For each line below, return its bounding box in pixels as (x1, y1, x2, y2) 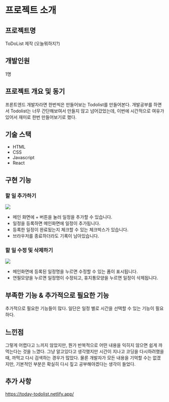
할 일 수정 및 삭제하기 (5, 247, 53, 254)
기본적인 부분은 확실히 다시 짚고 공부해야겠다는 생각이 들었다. (16, 361, 136, 367)
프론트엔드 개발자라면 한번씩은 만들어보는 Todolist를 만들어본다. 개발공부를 (5, 101, 153, 107)
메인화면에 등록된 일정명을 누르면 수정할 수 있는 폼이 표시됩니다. (12, 269, 138, 275)
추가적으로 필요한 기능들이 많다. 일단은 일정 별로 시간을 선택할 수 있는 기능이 (5, 305, 155, 311)
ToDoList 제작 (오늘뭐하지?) (5, 41, 61, 46)
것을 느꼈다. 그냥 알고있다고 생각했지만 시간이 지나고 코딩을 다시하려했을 (22, 349, 164, 355)
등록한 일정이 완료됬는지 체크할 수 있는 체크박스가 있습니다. (12, 227, 129, 233)
